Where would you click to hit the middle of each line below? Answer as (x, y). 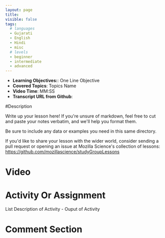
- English (20, 38)
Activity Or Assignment (56, 195)
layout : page (19, 10)
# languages (22, 29)
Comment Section (44, 229)
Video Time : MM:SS (34, 91)
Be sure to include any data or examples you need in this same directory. (81, 131)
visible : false (21, 19)
